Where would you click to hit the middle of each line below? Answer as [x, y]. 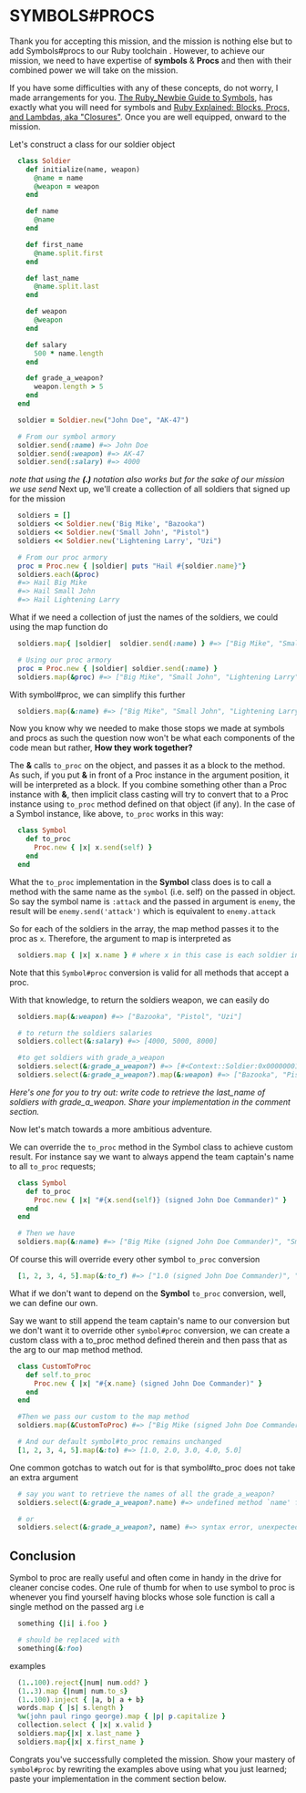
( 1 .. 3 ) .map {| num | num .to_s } [73, 1691]
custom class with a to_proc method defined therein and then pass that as [148, 1340]
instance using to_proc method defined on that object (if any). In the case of [153, 804]
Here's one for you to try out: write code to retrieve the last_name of [138, 1092]
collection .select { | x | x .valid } [85, 1725]
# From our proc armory [62, 557]
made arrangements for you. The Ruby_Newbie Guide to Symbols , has [141, 98]
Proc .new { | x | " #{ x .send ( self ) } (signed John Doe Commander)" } [160, 1200]
